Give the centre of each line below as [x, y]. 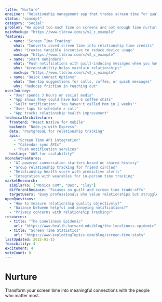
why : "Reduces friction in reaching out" [56, 86]
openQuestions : [20, 199]
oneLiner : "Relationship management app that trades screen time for [76, 14]
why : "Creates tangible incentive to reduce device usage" [74, 50]
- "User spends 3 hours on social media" [52, 95]
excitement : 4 [19, 248]
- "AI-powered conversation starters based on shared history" [74, 163]
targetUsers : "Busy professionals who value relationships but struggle [84, 194]
